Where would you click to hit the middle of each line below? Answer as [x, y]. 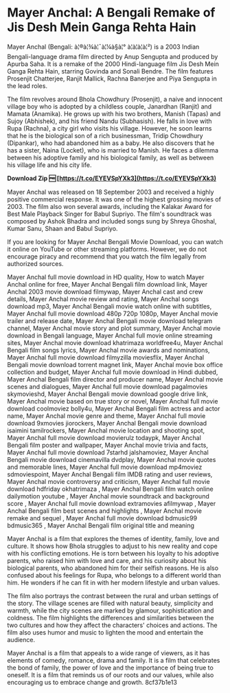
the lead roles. [27, 86]
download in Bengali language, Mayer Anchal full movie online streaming [110, 335]
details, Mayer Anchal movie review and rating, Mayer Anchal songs [103, 299]
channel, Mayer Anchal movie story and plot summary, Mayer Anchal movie [114, 328]
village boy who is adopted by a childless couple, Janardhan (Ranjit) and [110, 106]
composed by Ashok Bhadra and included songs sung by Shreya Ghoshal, [112, 221]
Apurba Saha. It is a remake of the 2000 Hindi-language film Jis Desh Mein [113, 64]
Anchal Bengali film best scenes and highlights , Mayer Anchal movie [105, 511]
